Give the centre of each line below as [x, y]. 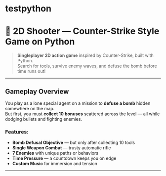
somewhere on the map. [30, 108]
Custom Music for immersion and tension [55, 164]
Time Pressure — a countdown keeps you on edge [64, 158]
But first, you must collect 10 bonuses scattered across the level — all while [83, 114]
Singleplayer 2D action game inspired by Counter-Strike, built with [85, 55]
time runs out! [31, 71]
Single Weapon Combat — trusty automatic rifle [62, 148]
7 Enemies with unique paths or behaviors [55, 153]
